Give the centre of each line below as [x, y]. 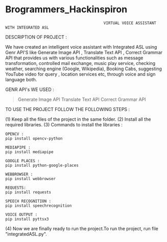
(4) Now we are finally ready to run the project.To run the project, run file [82, 228]
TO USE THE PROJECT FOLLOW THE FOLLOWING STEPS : [68, 109]
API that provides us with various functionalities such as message [74, 58]
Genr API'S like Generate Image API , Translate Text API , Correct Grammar [84, 52]
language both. [21, 79]
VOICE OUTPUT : [21, 214]
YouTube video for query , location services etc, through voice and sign [80, 74]
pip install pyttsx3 [27, 219]
